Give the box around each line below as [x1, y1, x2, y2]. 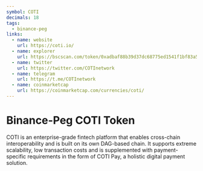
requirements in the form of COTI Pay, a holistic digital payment [27, 152, 185, 160]
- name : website [11, 37, 53, 43]
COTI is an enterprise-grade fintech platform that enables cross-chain [6, 134, 181, 141]
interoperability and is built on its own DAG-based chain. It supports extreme [6, 140, 197, 147]
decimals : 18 [6, 15, 39, 21]
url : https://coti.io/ [17, 43, 74, 49]
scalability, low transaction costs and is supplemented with [6, 146, 153, 153]
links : [6, 31, 23, 37]
